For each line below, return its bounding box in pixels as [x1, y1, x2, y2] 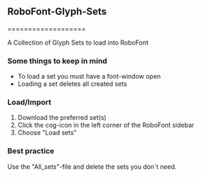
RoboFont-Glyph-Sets [7, 6, 107, 18]
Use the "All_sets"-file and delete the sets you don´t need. [7, 162, 177, 171]
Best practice [7, 146, 55, 156]
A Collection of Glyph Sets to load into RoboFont [7, 38, 149, 47]
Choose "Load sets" [17, 128, 77, 137]
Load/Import [7, 97, 52, 107]
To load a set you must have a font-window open [17, 72, 161, 81]
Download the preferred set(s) [17, 113, 107, 122]
